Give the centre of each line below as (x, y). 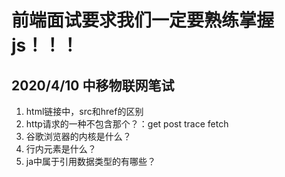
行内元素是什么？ (61, 149)
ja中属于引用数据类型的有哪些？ (91, 161)
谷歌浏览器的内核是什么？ (78, 136)
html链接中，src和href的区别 (84, 111)
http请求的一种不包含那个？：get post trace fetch (127, 124)
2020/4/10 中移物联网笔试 (93, 85)
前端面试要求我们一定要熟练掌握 (143, 20)
